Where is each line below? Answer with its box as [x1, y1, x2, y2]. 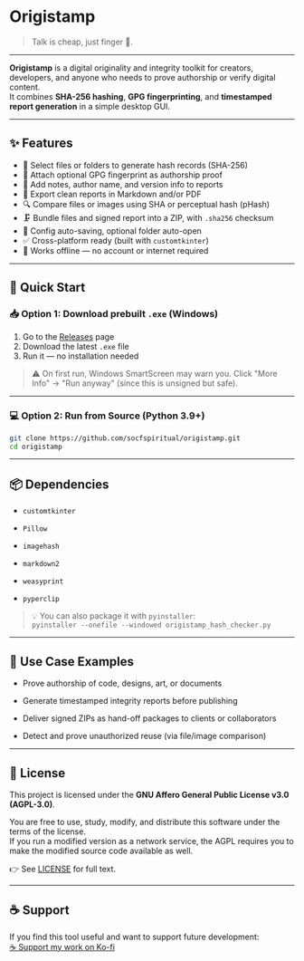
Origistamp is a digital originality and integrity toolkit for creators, [9, 62, 253, 73]
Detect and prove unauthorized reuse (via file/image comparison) [22, 731, 267, 742]
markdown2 [22, 560, 61, 569]
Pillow [22, 524, 48, 533]
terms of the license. [9, 826, 86, 837]
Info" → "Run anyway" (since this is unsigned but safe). [31, 378, 238, 389]
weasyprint [22, 577, 64, 586]
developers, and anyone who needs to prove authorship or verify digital [9, 72, 276, 82]
